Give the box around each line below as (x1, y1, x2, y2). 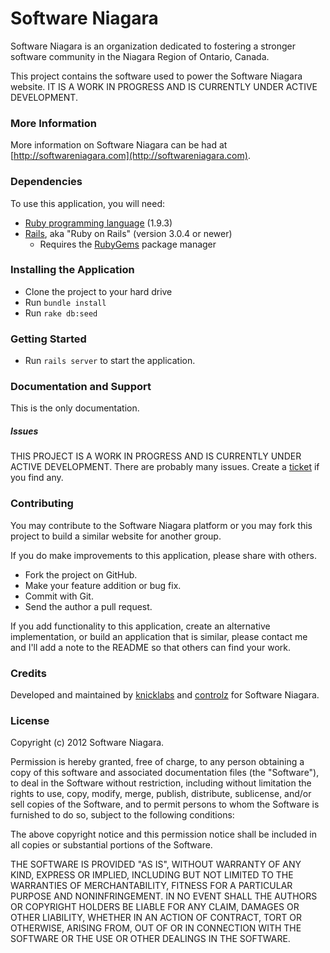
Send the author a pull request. (24, 600, 153, 612)
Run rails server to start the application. (24, 355, 196, 367)
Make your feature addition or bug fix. (24, 579, 182, 591)
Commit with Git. (24, 590, 94, 602)
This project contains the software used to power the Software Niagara (10, 70, 303, 82)
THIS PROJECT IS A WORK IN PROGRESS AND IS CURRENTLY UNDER (10, 450, 302, 462)
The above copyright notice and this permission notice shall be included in (10, 828, 317, 841)
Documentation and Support (10, 380, 152, 394)
